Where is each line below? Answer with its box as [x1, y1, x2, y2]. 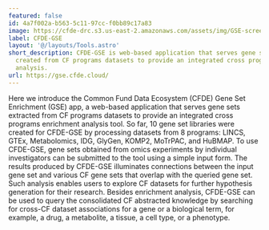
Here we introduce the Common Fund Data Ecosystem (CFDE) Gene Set [8, 93, 246, 103]
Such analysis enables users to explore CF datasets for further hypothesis [8, 178, 253, 188]
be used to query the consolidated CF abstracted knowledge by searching [8, 196, 254, 205]
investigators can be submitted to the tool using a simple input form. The [8, 153, 248, 163]
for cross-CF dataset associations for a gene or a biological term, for [8, 204, 235, 213]
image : [8, 26, 30, 34]
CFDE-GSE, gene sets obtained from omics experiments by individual [8, 144, 238, 154]
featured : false [8, 11, 62, 20]
